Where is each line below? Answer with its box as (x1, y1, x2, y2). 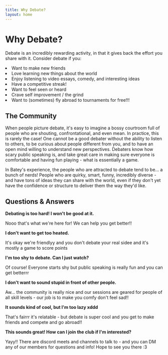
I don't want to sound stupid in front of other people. (5, 279, 116, 286)
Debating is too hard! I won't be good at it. (5, 211, 94, 217)
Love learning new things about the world (12, 71, 97, 77)
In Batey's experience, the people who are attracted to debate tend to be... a (5, 166, 163, 173)
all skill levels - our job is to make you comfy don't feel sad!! (5, 294, 129, 301)
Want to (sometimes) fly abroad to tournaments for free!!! (12, 97, 130, 103)
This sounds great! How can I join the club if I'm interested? (5, 329, 132, 335)
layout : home (5, 12, 33, 17)
